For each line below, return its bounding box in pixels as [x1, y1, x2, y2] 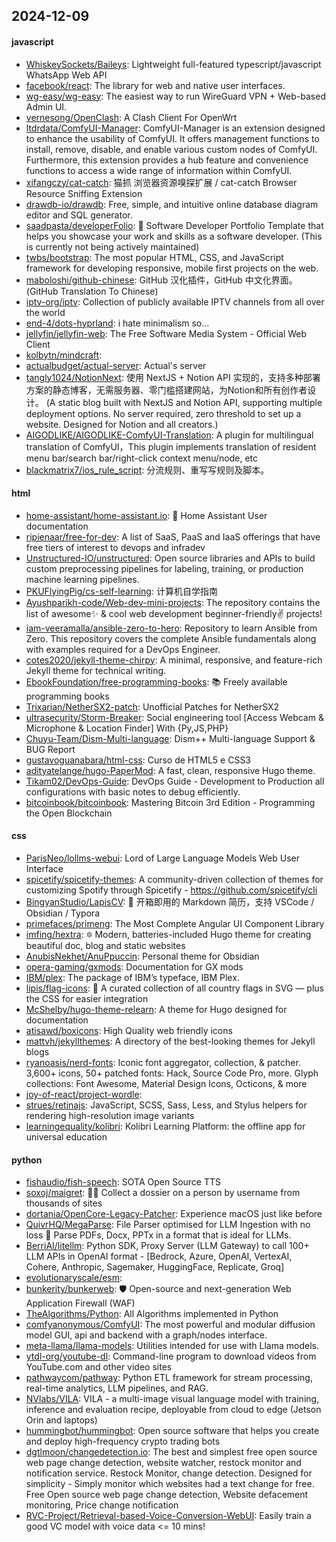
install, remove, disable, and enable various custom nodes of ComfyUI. [25, 143, 318, 155]
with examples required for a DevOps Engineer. [25, 643, 221, 655]
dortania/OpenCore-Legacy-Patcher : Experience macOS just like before [25, 1208, 323, 1220]
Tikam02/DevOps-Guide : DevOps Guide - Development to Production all [25, 775, 325, 787]
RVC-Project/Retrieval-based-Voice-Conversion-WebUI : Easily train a [25, 1510, 312, 1522]
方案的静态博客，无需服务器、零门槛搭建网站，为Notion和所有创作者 [25, 384, 308, 396]
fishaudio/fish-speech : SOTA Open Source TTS [25, 1176, 222, 1188]
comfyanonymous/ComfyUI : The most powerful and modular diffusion [25, 1319, 316, 1331]
